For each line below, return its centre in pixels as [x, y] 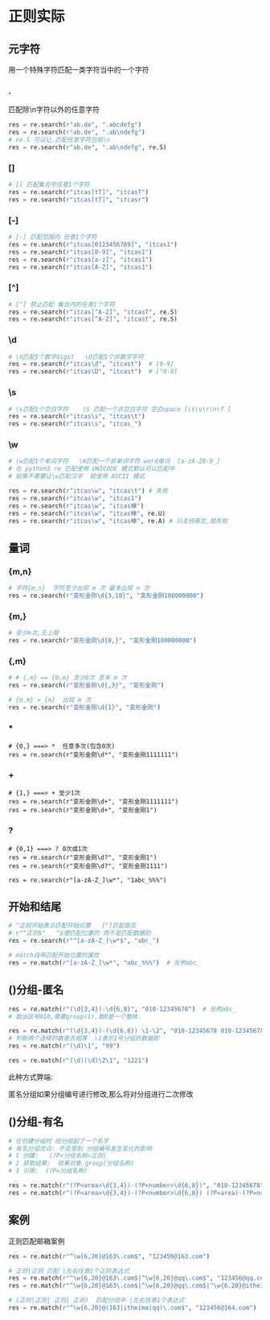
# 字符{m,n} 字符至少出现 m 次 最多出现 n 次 [79, 588]
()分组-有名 [36, 1122]
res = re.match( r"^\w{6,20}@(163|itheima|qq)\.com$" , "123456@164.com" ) [133, 1308]
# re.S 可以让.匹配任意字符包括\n [59, 140]
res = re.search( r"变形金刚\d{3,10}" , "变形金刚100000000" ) [106, 596]
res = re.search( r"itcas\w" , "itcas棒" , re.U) [87, 513]
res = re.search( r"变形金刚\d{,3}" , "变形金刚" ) [86, 686]
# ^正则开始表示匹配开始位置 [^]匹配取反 [72, 926]
